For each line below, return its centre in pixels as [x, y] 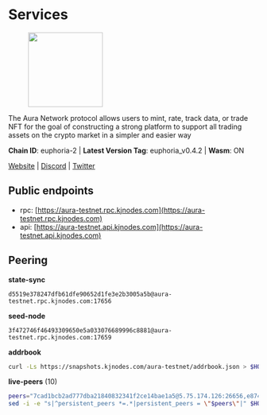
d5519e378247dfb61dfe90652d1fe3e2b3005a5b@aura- [90, 294]
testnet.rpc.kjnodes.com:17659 [60, 337]
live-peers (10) [33, 382]
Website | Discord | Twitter [52, 165]
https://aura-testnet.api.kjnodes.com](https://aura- [120, 227]
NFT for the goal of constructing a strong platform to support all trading [125, 126]
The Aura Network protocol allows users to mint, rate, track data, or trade [128, 118]
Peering [28, 260]
